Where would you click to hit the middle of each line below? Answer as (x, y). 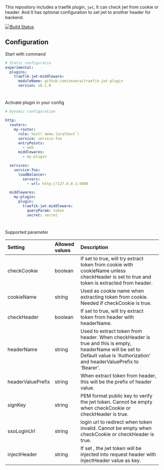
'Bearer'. (90, 368)
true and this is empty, (106, 343)
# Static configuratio (28, 63)
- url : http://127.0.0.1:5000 (58, 184)
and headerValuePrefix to (110, 362)
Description (94, 247)
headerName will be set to (110, 349)
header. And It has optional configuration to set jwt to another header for (78, 12)
